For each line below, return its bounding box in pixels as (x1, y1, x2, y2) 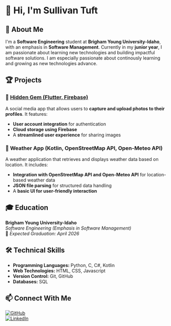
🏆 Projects (5, 76, 42, 85)
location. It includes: (5, 161, 48, 168)
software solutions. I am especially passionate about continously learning (5, 55, 161, 61)
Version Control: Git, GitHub (12, 273, 73, 279)
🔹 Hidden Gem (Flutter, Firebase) (5, 94, 88, 101)
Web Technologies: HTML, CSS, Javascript (12, 268, 106, 274)
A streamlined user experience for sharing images (12, 132, 121, 138)
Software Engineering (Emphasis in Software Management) (5, 225, 132, 231)
